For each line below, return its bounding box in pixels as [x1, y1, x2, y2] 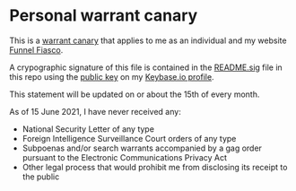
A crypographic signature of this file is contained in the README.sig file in [9, 62, 283, 73]
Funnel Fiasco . [9, 44, 64, 55]
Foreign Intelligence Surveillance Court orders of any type [22, 133, 237, 143]
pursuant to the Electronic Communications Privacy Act [22, 152, 227, 162]
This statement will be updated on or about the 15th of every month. [9, 89, 260, 100]
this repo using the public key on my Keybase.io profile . [9, 71, 214, 82]
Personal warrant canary [9, 5, 198, 26]
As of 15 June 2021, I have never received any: [9, 106, 181, 117]
